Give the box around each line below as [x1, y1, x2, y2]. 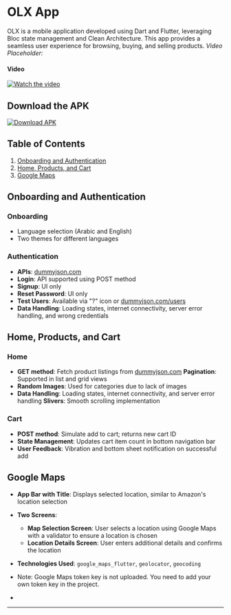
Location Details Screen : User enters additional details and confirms [27, 539, 223, 547]
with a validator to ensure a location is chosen [27, 531, 158, 539]
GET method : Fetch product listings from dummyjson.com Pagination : [16, 368, 217, 376]
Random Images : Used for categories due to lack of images [16, 382, 187, 390]
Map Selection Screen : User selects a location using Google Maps [27, 524, 217, 532]
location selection [16, 497, 67, 505]
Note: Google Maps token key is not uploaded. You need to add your [16, 572, 211, 581]
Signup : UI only [16, 282, 62, 290]
